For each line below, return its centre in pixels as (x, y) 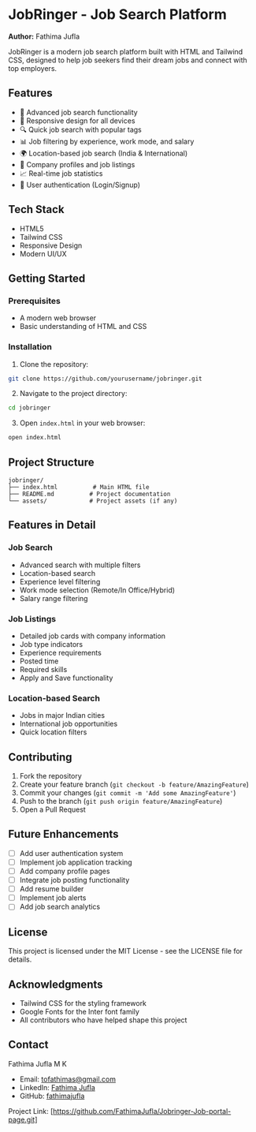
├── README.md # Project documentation (89, 494)
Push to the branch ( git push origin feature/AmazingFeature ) (121, 801)
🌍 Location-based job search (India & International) (104, 153)
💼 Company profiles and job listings (77, 164)
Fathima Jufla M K (37, 1063)
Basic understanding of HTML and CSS (83, 327)
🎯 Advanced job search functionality (78, 112)
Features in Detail (52, 525)
